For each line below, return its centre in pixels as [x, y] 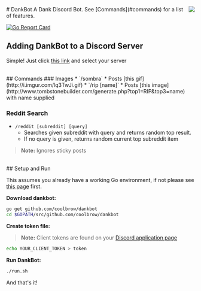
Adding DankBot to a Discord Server [75, 46]
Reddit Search [27, 113]
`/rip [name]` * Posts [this [119, 85]
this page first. [24, 187]
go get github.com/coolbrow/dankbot [52, 209]
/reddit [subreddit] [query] [51, 127]
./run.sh [17, 271]
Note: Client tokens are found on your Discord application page [99, 237]
